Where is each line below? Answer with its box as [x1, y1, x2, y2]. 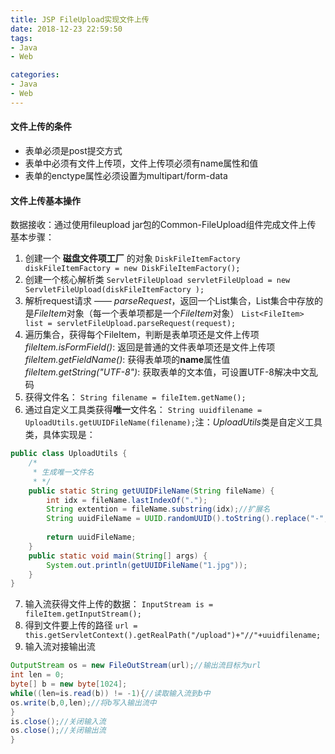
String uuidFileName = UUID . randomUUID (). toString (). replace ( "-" [46, 514, 325, 524]
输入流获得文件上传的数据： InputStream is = [24, 598, 214, 610]
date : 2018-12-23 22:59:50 [10, 24, 123, 34]
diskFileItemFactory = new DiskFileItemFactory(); [24, 264, 241, 274]
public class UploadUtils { [10, 449, 128, 459]
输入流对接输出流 [24, 641, 96, 653]
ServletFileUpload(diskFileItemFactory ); [24, 285, 205, 295]
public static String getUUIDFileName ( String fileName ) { [28, 486, 275, 496]
